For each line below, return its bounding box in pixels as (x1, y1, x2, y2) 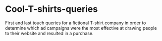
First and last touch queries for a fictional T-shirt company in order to (5, 20, 146, 26)
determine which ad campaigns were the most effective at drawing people (5, 25, 157, 31)
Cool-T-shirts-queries (5, 3, 98, 15)
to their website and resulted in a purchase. (5, 30, 94, 36)
